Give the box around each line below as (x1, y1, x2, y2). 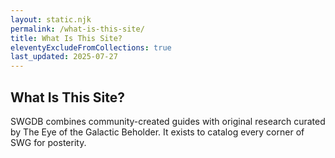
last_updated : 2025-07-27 (10, 52, 118, 62)
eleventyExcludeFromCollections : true (10, 42, 172, 53)
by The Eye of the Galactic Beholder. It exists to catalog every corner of (10, 126, 305, 138)
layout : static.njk (10, 14, 92, 25)
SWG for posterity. (10, 136, 87, 148)
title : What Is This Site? (10, 33, 123, 43)
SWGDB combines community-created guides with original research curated (10, 115, 326, 127)
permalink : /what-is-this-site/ (10, 24, 145, 34)
